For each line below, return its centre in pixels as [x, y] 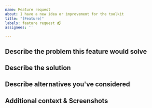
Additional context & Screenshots [56, 100]
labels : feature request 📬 [33, 23]
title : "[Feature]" [25, 18]
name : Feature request [28, 9]
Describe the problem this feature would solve [76, 51]
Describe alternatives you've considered [68, 85]
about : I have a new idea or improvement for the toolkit [64, 14]
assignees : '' [19, 28]
